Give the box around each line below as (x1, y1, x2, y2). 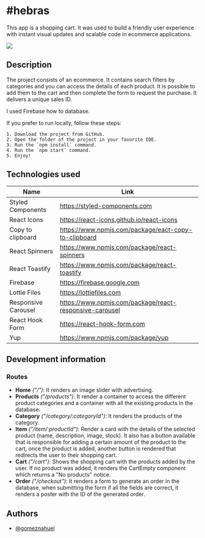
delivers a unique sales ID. (6, 96, 72, 103)
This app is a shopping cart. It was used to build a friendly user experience (6, 24, 195, 31)
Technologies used (6, 169, 81, 180)
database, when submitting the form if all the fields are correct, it (15, 484, 179, 491)
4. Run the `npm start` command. (6, 147, 92, 153)
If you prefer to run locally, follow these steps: (6, 119, 122, 126)
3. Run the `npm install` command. (6, 142, 97, 148)
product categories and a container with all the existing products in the (15, 400, 193, 407)
